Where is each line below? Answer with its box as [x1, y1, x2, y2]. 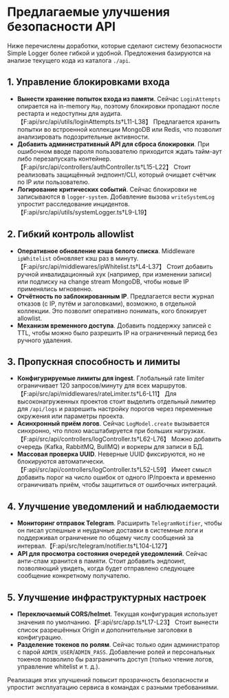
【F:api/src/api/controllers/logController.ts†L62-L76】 [17, 435, 170, 443]
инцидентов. [93, 199, 130, 208]
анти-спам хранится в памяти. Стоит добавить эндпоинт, [17, 557, 186, 566]
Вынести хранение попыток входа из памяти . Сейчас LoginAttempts [17, 94, 221, 103]
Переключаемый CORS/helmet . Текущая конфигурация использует [17, 610, 218, 618]
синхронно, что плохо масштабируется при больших [17, 427, 173, 435]
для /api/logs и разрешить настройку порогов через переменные [17, 405, 213, 413]
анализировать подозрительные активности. [17, 132, 150, 141]
